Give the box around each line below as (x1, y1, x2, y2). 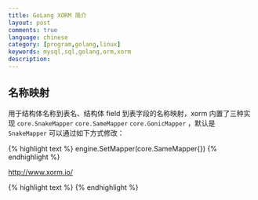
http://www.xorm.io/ (8, 167, 73, 176)
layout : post (8, 19, 51, 27)
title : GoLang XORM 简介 (8, 11, 87, 20)
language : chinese (8, 33, 68, 42)
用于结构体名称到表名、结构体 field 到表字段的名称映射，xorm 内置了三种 (8, 108, 244, 118)
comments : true (8, 26, 58, 34)
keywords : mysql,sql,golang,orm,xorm (8, 48, 132, 56)
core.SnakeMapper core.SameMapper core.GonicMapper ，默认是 (16, 118, 216, 128)
